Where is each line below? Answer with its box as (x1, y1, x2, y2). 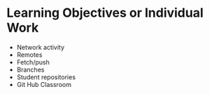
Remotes (16, 51, 43, 59)
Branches (16, 65, 45, 74)
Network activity (16, 43, 64, 51)
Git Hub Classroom (16, 80, 71, 88)
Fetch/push (16, 58, 50, 66)
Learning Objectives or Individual (6, 5, 204, 21)
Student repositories (16, 72, 76, 81)
